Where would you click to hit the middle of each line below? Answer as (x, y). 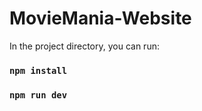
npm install (38, 70)
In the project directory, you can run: (84, 46)
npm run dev (38, 95)
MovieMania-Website (100, 18)
